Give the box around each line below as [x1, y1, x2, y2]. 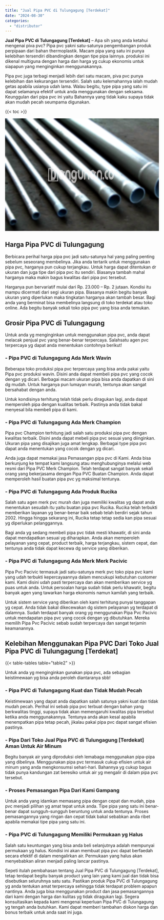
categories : [5, 18, 29, 23]
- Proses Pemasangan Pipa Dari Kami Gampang [5, 787, 120, 793]
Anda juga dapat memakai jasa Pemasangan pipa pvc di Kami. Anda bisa [5, 455, 151, 461]
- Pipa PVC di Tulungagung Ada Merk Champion [5, 419, 121, 425]
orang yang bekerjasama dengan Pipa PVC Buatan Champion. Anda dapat [5, 471, 154, 476]
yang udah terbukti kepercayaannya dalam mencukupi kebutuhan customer [5, 574, 157, 580]
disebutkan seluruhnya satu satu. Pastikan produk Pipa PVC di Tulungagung [5, 878, 158, 884]
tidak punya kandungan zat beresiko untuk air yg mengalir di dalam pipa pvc [5, 769, 159, 775]
